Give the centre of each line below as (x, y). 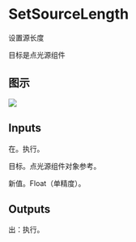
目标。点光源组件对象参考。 (55, 166)
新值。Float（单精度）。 (47, 183)
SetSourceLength (69, 14)
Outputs (30, 209)
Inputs (25, 128)
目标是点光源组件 (37, 54)
